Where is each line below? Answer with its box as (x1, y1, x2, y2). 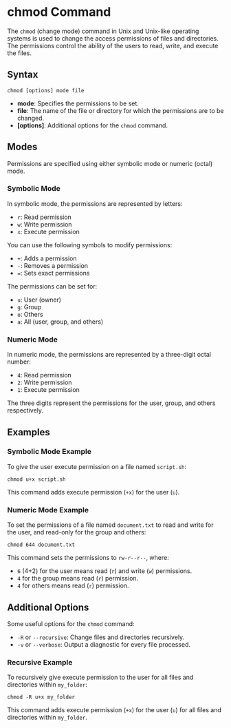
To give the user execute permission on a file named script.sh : (7, 462, 187, 470)
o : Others (16, 310, 43, 318)
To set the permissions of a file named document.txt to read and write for (7, 521, 214, 529)
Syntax (7, 69, 38, 81)
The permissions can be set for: (7, 282, 98, 290)
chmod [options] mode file (7, 87, 85, 94)
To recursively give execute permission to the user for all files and (7, 673, 194, 682)
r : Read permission (16, 213, 72, 221)
